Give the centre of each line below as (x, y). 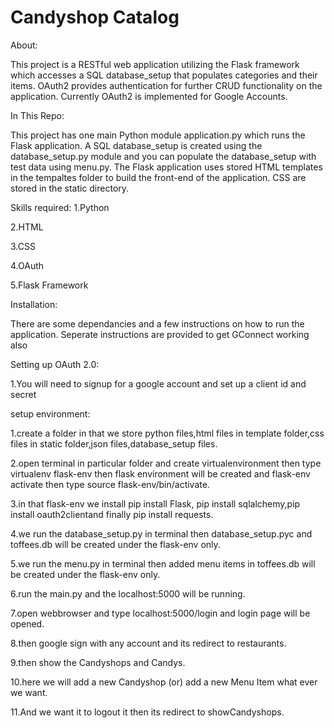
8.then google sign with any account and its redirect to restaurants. (148, 643)
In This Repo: (37, 115)
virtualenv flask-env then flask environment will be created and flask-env (160, 473)
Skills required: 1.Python (60, 207)
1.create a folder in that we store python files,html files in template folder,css (167, 433)
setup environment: (50, 413)
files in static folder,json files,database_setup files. (114, 443)
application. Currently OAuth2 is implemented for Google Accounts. (149, 96)
